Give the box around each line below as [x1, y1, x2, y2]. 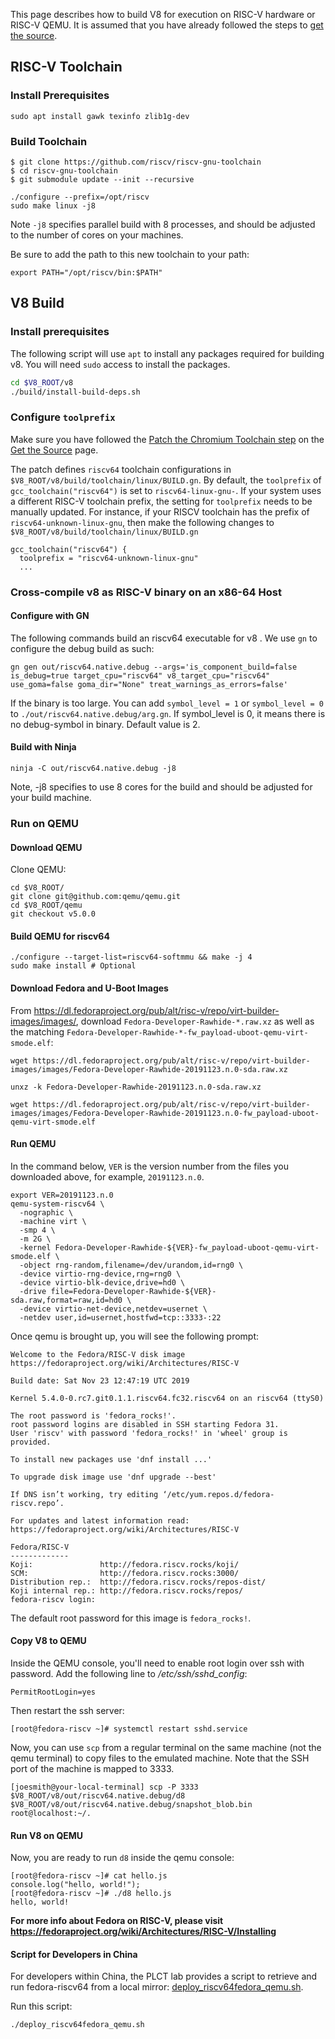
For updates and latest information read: [10, 1515, 190, 1526]
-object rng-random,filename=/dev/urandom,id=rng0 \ [19, 1260, 244, 1270]
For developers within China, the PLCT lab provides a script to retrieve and [10, 1970, 318, 1983]
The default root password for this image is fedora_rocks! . [10, 1612, 252, 1624]
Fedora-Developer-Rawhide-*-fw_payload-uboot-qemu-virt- [66, 1027, 309, 1038]
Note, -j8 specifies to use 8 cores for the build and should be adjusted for [10, 781, 313, 793]
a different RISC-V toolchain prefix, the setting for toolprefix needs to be [10, 495, 313, 507]
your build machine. [10, 792, 92, 804]
